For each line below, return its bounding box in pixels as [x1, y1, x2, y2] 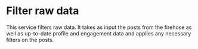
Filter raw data [6, 4, 79, 18]
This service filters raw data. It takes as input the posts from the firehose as [6, 24, 192, 31]
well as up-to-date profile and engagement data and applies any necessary [6, 30, 191, 37]
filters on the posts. [6, 36, 54, 43]
